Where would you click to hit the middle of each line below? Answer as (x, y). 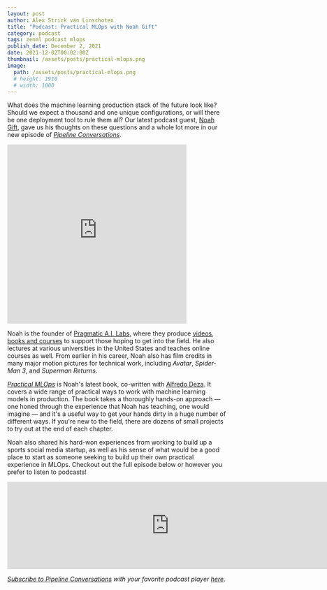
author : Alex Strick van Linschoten (60, 20)
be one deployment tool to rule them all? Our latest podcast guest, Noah (111, 120)
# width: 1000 (34, 85)
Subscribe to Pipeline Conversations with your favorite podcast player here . (116, 579)
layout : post (26, 14)
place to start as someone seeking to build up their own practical (101, 457)
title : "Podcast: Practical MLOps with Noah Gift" (82, 27)
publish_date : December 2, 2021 (54, 46)
